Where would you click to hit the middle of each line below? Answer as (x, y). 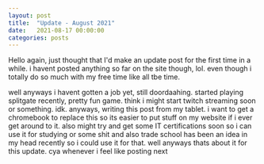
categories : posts (38, 38)
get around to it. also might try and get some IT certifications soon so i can (130, 126)
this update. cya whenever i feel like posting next (88, 151)
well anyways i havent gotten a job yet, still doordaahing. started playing (126, 93)
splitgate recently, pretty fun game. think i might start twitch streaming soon (132, 101)
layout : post (30, 15)
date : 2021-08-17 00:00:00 (56, 30)
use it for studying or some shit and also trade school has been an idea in (128, 135)
